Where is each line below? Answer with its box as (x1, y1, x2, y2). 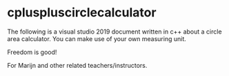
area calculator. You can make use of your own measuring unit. (7, 34, 186, 42)
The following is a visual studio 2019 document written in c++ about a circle (7, 27, 222, 36)
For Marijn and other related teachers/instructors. (7, 61, 148, 69)
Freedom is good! (7, 48, 57, 56)
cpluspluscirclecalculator (7, 5, 157, 21)
